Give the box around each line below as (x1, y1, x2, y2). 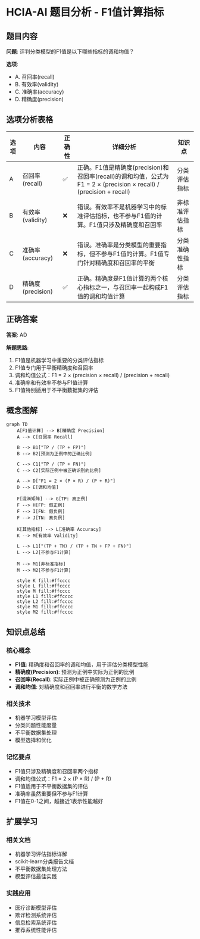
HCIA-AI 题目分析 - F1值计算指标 (6, 5, 164, 19)
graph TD (6, 421, 28, 428)
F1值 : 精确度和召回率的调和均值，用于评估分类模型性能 (14, 661, 149, 668)
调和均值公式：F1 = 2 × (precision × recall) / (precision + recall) (14, 371, 170, 378)
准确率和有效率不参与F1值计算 (14, 379, 88, 386)
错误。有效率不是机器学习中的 (77, 203, 161, 211)
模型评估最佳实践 (14, 873, 57, 880)
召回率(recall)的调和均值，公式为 (77, 172, 169, 181)
